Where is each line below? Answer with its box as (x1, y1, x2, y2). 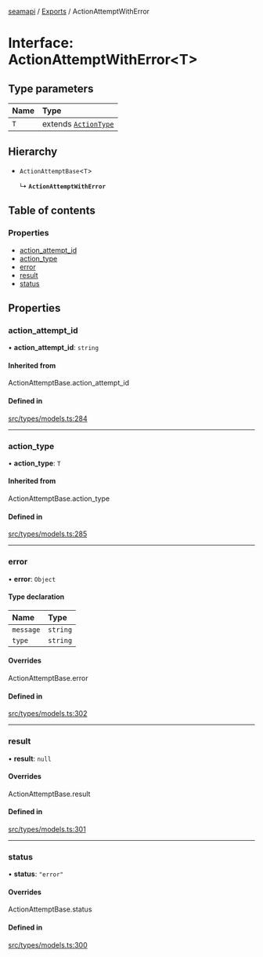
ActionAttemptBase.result (8, 789, 91, 798)
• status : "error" (8, 869, 64, 878)
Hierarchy (8, 145, 58, 159)
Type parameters (8, 82, 94, 95)
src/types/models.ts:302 (8, 709, 88, 718)
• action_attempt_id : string (8, 343, 99, 352)
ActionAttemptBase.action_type (8, 494, 110, 503)
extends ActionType (41, 119, 114, 129)
